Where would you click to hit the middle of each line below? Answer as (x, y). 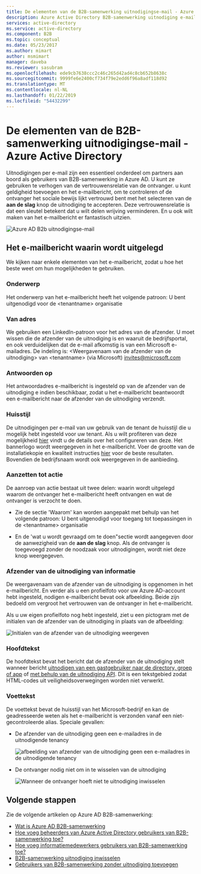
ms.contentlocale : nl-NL (37, 90)
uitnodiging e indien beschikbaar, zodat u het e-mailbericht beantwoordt (95, 393)
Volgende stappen (41, 800)
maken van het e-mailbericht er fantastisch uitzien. (69, 217)
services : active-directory (41, 23)
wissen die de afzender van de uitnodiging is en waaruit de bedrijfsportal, (97, 338)
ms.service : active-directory (44, 28)
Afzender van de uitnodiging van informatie (71, 571)
